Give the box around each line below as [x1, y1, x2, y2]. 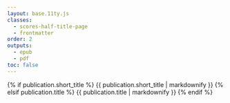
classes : [7, 17, 32, 24]
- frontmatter [13, 29, 54, 37]
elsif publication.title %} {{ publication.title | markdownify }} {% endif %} [7, 88, 213, 96]
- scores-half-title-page [13, 23, 88, 30]
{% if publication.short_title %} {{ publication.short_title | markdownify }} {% [7, 80, 224, 88]
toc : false [7, 62, 39, 68]
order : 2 [7, 36, 32, 43]
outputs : [7, 42, 32, 49]
